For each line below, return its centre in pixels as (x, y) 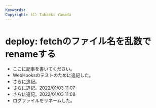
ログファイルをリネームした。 (44, 101)
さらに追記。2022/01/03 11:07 (44, 88)
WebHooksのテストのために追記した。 (53, 75)
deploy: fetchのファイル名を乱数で (78, 41)
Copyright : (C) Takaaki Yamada (38, 15)
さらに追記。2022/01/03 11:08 (44, 94)
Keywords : (16, 10)
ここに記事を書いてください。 (44, 69)
